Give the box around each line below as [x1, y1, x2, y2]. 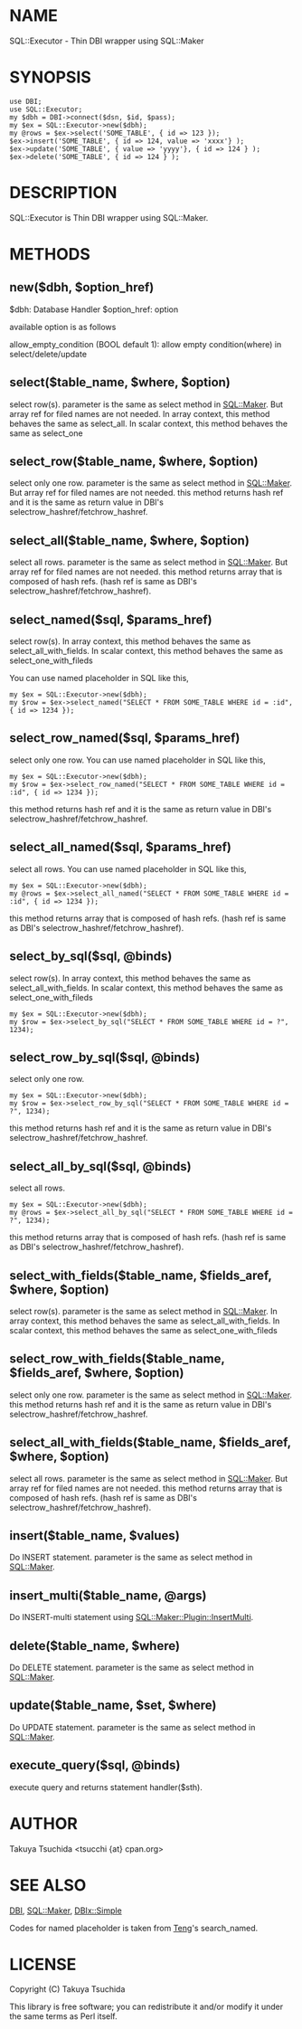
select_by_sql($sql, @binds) [9, 949, 173, 964]
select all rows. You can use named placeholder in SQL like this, [9, 863, 247, 874]
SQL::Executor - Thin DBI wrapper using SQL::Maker [9, 35, 205, 46]
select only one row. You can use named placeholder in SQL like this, [9, 754, 267, 765]
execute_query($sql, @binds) [9, 1758, 181, 1773]
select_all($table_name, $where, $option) [9, 533, 250, 548]
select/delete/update [9, 348, 88, 359]
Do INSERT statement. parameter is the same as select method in [9, 1552, 253, 1563]
